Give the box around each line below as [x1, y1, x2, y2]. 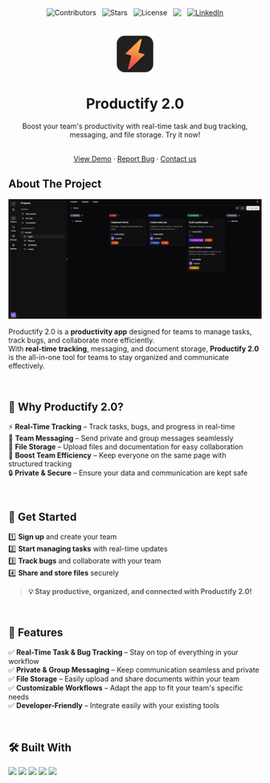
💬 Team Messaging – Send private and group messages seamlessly [8, 433, 234, 443]
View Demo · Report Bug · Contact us [73, 154, 197, 163]
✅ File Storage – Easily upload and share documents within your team [8, 674, 239, 683]
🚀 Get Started [8, 510, 77, 523]
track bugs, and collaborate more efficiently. [8, 335, 155, 345]
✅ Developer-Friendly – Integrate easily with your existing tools [8, 700, 219, 710]
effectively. [8, 361, 46, 371]
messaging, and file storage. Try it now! [69, 129, 201, 139]
